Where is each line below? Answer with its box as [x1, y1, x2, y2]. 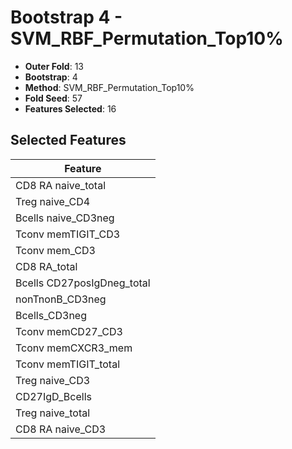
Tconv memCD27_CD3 [15, 324, 123, 338]
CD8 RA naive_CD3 [15, 422, 107, 436]
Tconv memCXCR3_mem [15, 341, 133, 355]
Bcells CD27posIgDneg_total [15, 276, 151, 290]
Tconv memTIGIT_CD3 [15, 227, 121, 241]
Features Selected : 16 [24, 102, 117, 115]
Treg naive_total [15, 406, 91, 420]
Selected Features [10, 132, 127, 149]
